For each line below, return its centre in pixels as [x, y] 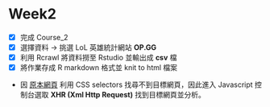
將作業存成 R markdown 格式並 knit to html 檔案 [99, 68]
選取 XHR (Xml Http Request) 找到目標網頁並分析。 [120, 95]
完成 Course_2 [44, 37]
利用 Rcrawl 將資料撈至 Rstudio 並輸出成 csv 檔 [98, 58]
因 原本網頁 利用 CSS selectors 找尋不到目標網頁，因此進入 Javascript [136, 84]
